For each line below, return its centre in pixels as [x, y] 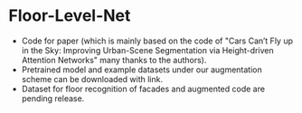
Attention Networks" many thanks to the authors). [114, 60]
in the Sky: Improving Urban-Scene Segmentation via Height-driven [147, 50]
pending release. [53, 98]
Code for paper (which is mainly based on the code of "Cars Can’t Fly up [157, 41]
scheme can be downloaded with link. [92, 79]
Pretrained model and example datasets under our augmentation [142, 70]
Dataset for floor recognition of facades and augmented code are [143, 89]
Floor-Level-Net [70, 16]
